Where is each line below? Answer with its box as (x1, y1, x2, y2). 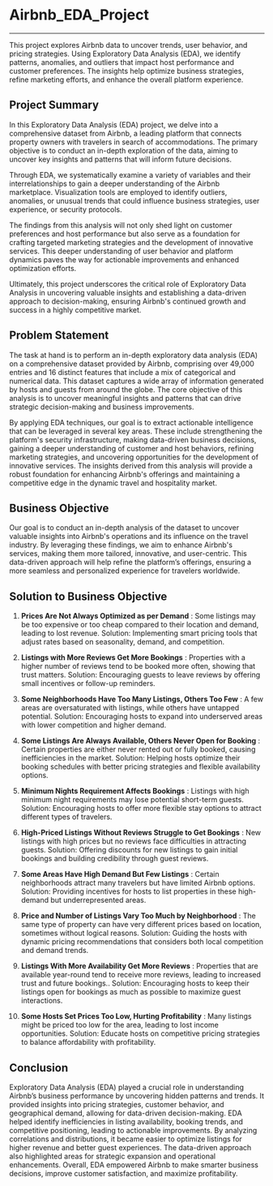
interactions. (20, 996, 63, 1006)
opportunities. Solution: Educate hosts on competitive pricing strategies (20, 1029, 260, 1038)
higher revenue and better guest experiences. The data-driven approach (9, 1143, 252, 1152)
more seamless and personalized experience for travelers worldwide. (9, 566, 241, 576)
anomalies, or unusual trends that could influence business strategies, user (9, 196, 260, 205)
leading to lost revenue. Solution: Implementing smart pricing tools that (20, 628, 258, 638)
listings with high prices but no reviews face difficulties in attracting (20, 836, 246, 846)
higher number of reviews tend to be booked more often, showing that (20, 662, 256, 671)
